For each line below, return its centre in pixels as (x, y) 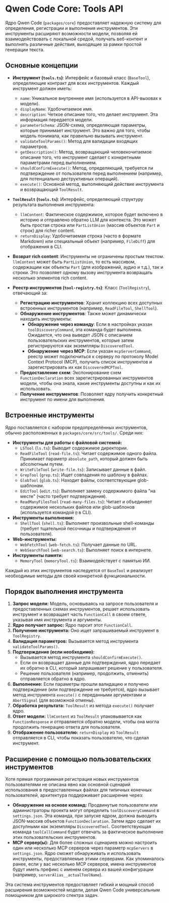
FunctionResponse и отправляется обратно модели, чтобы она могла (86, 722)
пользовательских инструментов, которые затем (81, 340)
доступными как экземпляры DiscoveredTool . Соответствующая (82, 827)
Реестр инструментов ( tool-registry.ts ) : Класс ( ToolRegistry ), (81, 287)
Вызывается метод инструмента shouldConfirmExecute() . (81, 658)
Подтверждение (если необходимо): (53, 652)
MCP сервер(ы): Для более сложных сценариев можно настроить (85, 843)
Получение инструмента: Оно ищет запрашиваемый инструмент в (86, 631)
